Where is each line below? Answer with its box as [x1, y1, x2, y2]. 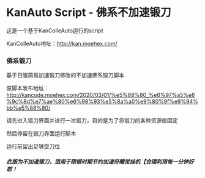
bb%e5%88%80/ [6, 104, 51, 112]
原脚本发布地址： [6, 85, 50, 92]
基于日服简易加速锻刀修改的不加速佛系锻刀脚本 [6, 71, 124, 79]
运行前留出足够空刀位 [6, 143, 60, 150]
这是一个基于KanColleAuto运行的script [6, 27, 103, 34]
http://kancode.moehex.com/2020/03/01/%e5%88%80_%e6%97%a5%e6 [6, 91, 195, 99]
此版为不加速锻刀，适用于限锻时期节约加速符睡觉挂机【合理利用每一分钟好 [6, 158, 194, 165]
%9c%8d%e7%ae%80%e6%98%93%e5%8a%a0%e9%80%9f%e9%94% [6, 98, 199, 105]
